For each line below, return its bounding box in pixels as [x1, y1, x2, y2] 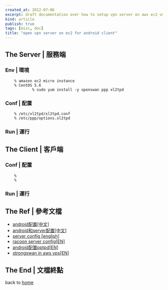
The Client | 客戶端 [5, 145, 63, 154]
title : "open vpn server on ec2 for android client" [5, 31, 117, 36]
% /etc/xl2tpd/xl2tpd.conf [14, 111, 70, 116]
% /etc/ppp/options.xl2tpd [14, 116, 70, 121]
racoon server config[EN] [12, 238, 65, 244]
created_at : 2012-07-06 [5, 7, 55, 13]
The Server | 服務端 [5, 51, 66, 59]
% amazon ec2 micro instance [14, 78, 75, 83]
